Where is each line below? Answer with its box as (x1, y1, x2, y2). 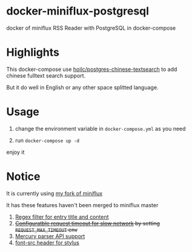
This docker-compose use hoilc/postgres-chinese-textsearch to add (6, 65, 177, 73)
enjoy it (6, 148, 25, 156)
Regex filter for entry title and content (15, 213, 109, 220)
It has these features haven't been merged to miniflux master (6, 201, 159, 208)
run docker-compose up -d (15, 136, 80, 144)
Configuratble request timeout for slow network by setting (15, 219, 161, 227)
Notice (6, 170, 41, 183)
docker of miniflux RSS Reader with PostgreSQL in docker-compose (6, 24, 176, 31)
